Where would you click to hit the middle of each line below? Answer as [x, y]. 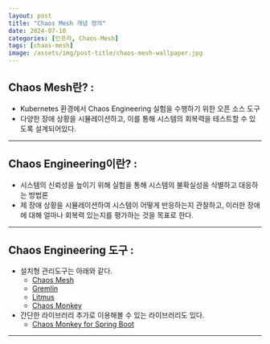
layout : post [30, 16]
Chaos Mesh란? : [51, 88]
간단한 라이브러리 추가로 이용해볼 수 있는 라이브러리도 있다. [112, 315]
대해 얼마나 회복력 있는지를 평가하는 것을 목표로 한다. [111, 215]
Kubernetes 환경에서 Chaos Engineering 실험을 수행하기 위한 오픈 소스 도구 [140, 109]
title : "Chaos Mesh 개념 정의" [57, 23]
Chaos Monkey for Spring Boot [83, 324]
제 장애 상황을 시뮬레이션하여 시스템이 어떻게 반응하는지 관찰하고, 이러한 [133, 205]
